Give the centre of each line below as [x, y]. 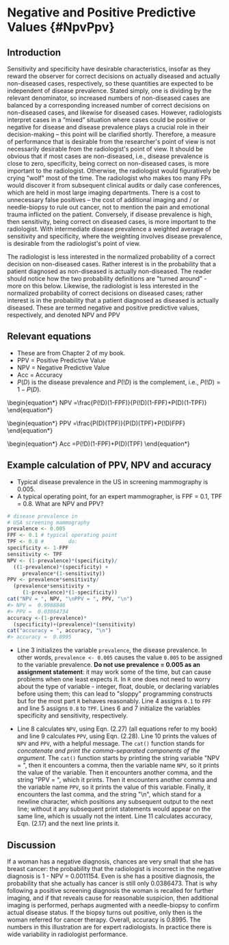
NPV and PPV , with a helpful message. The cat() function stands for [111, 744]
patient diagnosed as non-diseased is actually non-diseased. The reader [109, 271]
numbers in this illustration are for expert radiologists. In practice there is [109, 927]
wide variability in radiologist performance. [67, 934]
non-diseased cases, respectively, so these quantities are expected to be [110, 83]
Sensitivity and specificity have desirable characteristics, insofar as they [109, 69]
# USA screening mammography [49, 522]
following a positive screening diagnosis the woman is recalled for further [110, 890]
